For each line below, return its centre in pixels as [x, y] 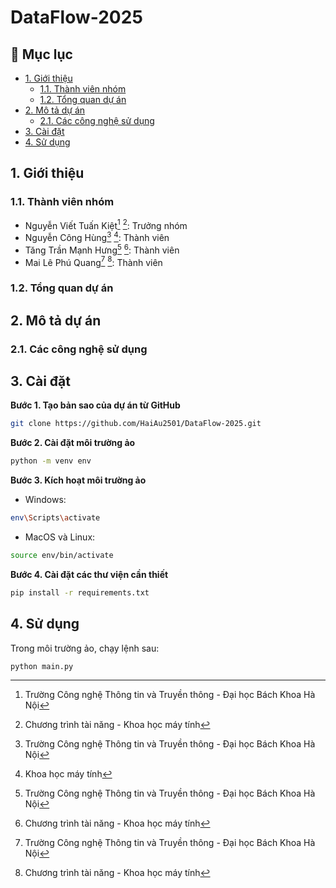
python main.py [42, 666]
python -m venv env [51, 461]
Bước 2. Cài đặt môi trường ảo [73, 443]
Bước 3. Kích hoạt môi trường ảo [78, 480]
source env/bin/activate [62, 555]
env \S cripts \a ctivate [55, 518]
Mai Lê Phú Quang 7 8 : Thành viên [93, 261]
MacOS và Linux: [60, 537]
